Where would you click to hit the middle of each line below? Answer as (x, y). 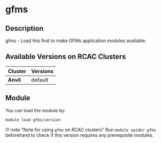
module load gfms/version (33, 120)
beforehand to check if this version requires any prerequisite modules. (79, 135)
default (40, 79)
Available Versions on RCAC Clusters (66, 57)
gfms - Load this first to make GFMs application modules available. (76, 40)
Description (24, 28)
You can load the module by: (35, 110)
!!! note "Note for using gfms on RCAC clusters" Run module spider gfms (81, 130)
